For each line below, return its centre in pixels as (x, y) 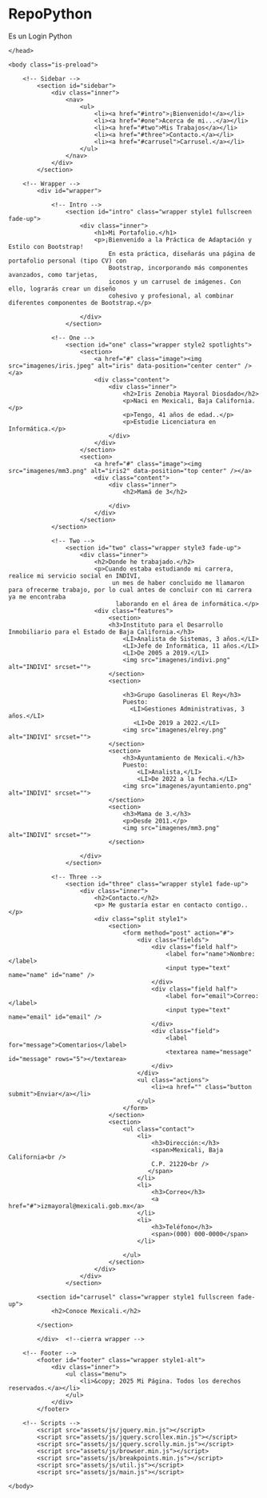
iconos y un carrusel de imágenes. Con (175, 282)
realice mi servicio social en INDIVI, (75, 576)
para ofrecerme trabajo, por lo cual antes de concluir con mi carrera (130, 590)
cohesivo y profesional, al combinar (171, 296)
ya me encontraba (37, 597)
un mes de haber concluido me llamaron (178, 583)
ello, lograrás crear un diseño (62, 289)
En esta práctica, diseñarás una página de (182, 254)
